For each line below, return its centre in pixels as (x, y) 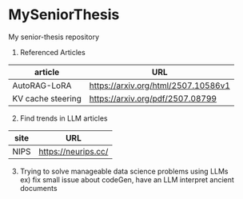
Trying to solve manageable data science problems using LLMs (124, 171)
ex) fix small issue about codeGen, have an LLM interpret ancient (127, 179)
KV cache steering (47, 98)
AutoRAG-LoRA (42, 86)
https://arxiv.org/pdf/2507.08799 (153, 98)
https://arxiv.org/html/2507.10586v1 (159, 86)
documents (38, 188)
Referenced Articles (52, 52)
